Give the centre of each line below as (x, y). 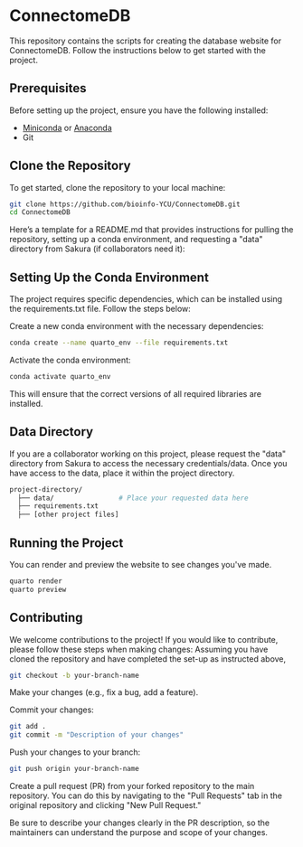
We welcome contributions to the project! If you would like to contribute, (144, 639)
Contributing (46, 618)
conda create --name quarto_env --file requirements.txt (119, 343)
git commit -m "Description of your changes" (96, 735)
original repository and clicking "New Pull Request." (105, 805)
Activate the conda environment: (70, 360)
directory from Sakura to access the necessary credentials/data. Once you (148, 463)
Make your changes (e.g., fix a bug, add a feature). (104, 692)
